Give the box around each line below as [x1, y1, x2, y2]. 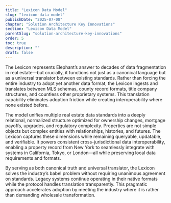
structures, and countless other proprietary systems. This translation [5, 91, 150, 97]
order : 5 [5, 36, 24, 41]
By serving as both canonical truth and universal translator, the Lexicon [5, 165, 155, 171]
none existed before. [5, 102, 49, 108]
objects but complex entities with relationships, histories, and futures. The [5, 128, 161, 134]
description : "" [5, 45, 40, 50]
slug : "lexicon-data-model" [5, 12, 65, 17]
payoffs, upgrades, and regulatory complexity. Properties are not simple [5, 123, 157, 129]
